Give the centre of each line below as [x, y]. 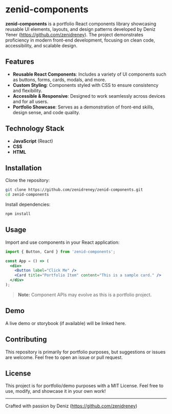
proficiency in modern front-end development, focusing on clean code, [80, 40]
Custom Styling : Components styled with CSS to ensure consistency [85, 85]
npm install [18, 214]
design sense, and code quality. [46, 112]
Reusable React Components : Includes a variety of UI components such [89, 74]
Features [20, 62]
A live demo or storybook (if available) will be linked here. [66, 323]
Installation [24, 168]
